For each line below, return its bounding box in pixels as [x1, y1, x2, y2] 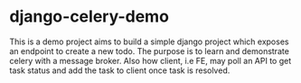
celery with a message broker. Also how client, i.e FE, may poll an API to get [9, 55, 292, 66]
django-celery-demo [9, 6, 170, 27]
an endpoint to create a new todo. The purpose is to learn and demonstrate [9, 45, 289, 56]
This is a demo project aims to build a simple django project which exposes [9, 36, 289, 47]
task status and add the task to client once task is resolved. [9, 65, 230, 76]
